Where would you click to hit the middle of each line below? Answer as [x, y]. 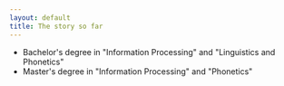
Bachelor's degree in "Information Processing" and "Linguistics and [149, 52]
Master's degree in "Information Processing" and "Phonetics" [137, 71]
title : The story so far [56, 26]
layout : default [40, 18]
